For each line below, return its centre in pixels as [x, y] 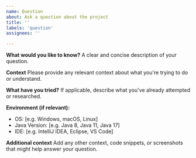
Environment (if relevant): [38, 108]
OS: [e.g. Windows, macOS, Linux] [56, 119]
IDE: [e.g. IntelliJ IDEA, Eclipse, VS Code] [64, 132]
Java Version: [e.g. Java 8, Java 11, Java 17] [67, 125]
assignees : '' [23, 33]
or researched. [24, 97]
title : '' [18, 22]
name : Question [25, 11]
